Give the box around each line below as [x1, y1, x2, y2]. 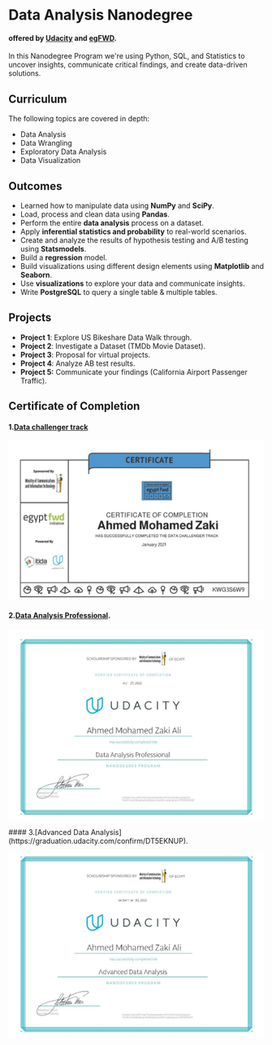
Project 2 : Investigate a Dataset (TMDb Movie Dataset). [19, 340, 205, 351]
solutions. [8, 68, 41, 78]
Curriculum [8, 92, 67, 106]
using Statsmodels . [19, 244, 87, 254]
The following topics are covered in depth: [8, 114, 150, 124]
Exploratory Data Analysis [19, 147, 107, 156]
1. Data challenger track [8, 422, 89, 432]
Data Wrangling [19, 138, 73, 148]
